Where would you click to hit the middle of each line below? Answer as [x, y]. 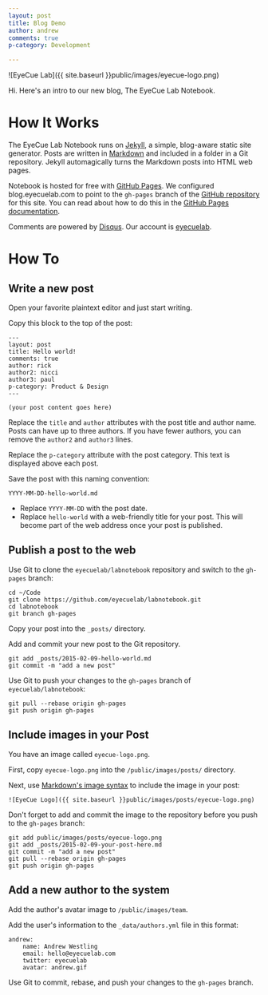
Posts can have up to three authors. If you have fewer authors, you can [125, 431]
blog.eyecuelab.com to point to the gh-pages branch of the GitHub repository [134, 194]
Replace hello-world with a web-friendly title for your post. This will [131, 517]
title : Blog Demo [37, 23]
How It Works [54, 123]
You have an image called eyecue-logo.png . [79, 754]
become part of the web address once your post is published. [121, 525]
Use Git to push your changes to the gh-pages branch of [100, 680]
